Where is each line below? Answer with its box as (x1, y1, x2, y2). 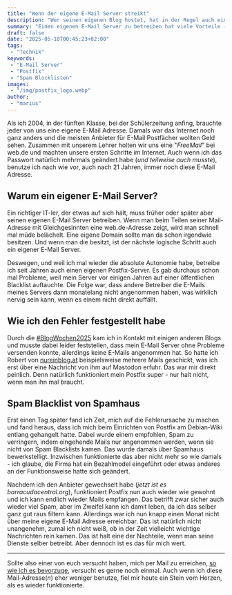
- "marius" (10, 100, 41, 107)
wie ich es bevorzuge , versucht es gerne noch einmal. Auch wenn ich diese (7, 567, 222, 575)
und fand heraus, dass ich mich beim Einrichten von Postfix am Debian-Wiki (7, 423, 223, 431)
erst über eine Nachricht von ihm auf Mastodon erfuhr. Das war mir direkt (7, 363, 216, 371)
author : (7, 94, 30, 101)
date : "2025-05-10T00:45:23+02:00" (7, 36, 110, 43)
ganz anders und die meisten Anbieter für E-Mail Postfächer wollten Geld (7, 133, 215, 142)
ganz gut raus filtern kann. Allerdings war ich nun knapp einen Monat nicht (7, 510, 220, 518)
